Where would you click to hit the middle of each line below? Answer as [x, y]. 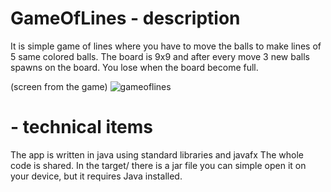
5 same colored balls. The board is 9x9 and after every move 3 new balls [160, 56]
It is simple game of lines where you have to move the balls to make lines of [166, 46]
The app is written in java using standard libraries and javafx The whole [157, 154]
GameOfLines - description [125, 18]
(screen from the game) [59, 86]
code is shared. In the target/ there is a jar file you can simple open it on [158, 165]
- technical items [82, 127]
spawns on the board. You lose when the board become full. [134, 67]
